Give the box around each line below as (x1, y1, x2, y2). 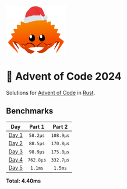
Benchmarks (6, 106, 54, 116)
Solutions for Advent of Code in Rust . (6, 89, 95, 96)
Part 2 (52, 123, 68, 130)
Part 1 (29, 123, 45, 130)
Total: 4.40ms (6, 177, 41, 184)
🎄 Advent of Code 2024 (6, 70, 122, 83)
